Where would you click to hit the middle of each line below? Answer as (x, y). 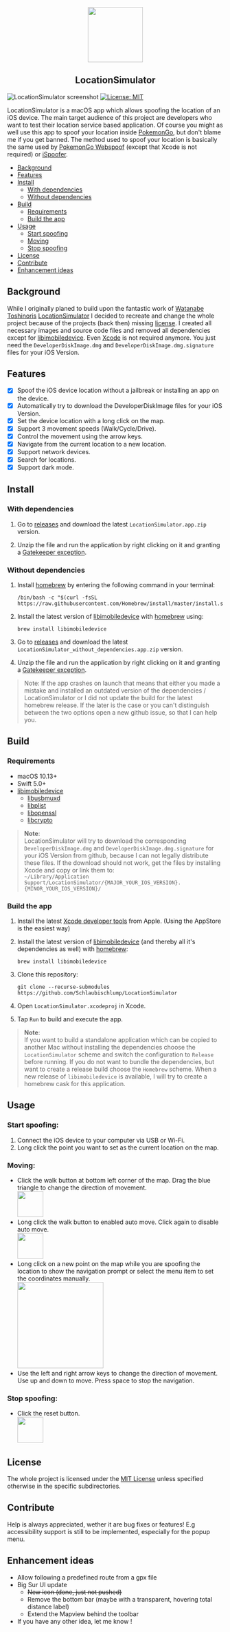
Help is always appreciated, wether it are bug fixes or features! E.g (101, 1524)
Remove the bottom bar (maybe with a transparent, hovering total (120, 1599)
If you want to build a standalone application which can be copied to (120, 1039)
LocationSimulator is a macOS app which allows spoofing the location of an (114, 110)
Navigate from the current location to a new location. (92, 444)
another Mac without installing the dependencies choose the (110, 1047)
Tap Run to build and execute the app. (70, 1019)
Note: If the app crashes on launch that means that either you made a (122, 683)
